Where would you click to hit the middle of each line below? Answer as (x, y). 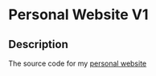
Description (38, 44)
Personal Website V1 (78, 15)
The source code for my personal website (78, 63)
